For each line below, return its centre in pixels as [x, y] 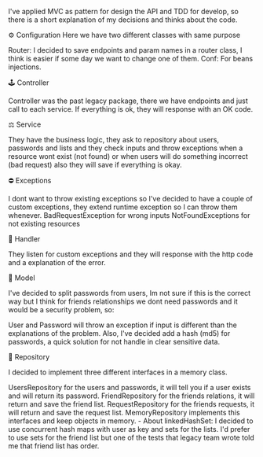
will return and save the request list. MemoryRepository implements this [124, 413]
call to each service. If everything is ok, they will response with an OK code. [131, 109]
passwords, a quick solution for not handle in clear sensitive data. [114, 342]
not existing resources [44, 224]
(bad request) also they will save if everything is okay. [95, 165]
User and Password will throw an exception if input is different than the [122, 325]
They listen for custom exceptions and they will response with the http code [131, 254]
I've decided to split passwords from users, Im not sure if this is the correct [130, 293]
